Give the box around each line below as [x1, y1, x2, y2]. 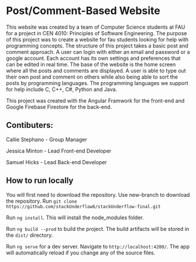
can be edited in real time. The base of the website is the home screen [6, 60, 176, 68]
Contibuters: [6, 120, 54, 130]
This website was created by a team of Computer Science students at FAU [6, 23, 185, 30]
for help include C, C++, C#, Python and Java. [6, 86, 118, 93]
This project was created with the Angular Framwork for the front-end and [6, 97, 185, 104]
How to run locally [6, 176, 74, 186]
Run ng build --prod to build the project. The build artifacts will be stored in [6, 225, 190, 232]
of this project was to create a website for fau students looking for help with [6, 36, 189, 43]
